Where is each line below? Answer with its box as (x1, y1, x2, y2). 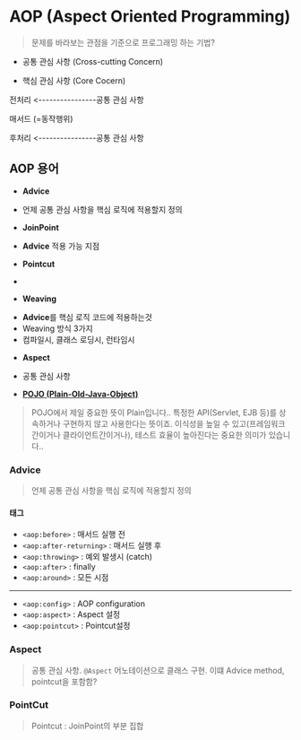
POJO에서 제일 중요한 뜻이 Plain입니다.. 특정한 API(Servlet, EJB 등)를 (30, 406, 278, 418)
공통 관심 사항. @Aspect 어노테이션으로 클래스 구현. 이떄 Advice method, (30, 665, 285, 675)
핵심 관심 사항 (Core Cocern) (21, 74, 126, 86)
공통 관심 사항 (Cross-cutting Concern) (21, 56, 164, 66)
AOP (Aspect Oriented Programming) (9, 6, 291, 27)
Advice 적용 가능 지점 (21, 240, 100, 251)
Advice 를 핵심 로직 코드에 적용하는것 (21, 311, 152, 322)
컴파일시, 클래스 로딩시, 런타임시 (21, 334, 135, 344)
